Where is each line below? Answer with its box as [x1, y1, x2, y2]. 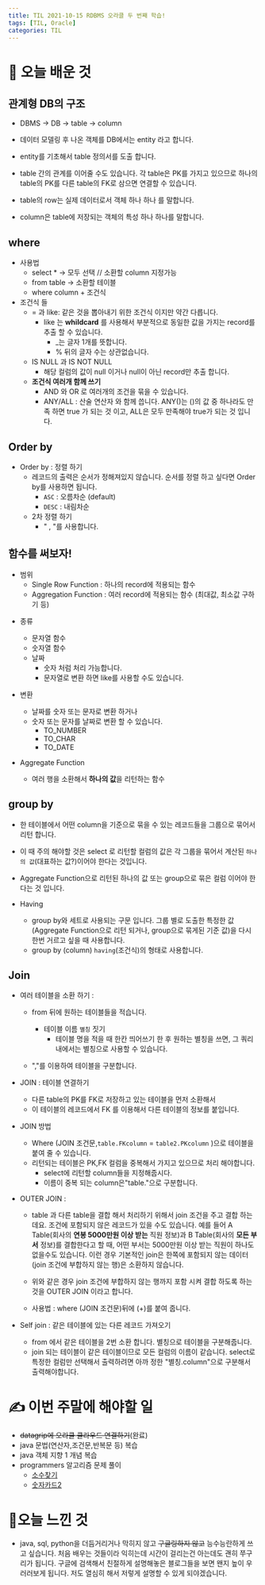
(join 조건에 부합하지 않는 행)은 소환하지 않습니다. [31, 1260, 184, 1270]
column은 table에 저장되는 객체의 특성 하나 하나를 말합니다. [19, 212, 205, 222]
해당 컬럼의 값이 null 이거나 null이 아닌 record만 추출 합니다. [43, 367, 230, 377]
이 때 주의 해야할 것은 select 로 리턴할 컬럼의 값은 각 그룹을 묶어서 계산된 [19, 846, 244, 856]
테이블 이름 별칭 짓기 [43, 1025, 106, 1034]
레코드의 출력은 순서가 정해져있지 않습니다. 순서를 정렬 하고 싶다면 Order [31, 472, 256, 481]
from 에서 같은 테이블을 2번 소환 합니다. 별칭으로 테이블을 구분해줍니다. [31, 1337, 252, 1347]
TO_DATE [43, 742, 75, 752]
